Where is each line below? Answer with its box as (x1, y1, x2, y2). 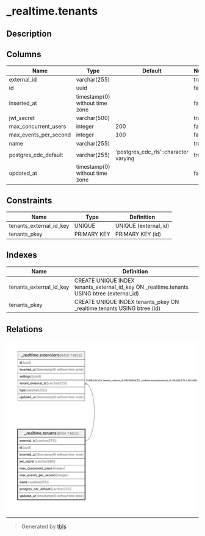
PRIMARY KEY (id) (115, 230, 162, 238)
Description (6, 29, 52, 39)
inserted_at (9, 99, 37, 107)
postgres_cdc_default (9, 151, 63, 159)
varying (115, 154, 135, 162)
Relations (6, 324, 43, 334)
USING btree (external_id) (74, 289, 139, 297)
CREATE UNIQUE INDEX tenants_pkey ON (74, 298, 179, 305)
